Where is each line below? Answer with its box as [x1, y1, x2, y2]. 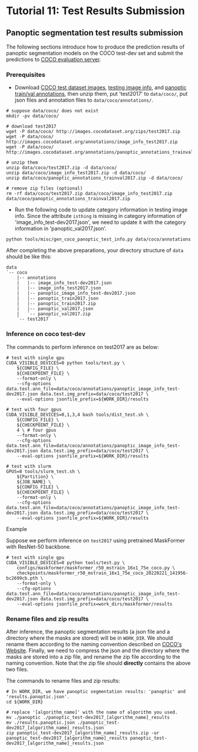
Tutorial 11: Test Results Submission [6, 4, 185, 18]
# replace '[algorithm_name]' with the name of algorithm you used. [6, 709, 178, 715]
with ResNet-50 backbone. [6, 543, 72, 550]
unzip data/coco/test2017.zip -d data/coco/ [6, 165, 117, 171]
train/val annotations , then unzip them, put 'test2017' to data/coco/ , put [14, 90, 188, 97]
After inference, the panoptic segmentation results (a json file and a [6, 628, 170, 635]
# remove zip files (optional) [6, 185, 83, 191]
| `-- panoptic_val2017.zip [16, 311, 91, 317]
